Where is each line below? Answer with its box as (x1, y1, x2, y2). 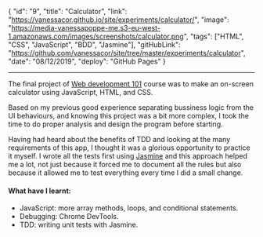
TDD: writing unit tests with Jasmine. (19, 220, 139, 230)
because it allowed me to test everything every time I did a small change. (8, 168, 243, 177)
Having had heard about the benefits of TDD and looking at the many (8, 135, 231, 144)
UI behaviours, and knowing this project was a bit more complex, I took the (8, 111, 249, 120)
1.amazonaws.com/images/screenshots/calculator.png (8, 31, 184, 41)
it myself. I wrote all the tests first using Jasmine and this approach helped (8, 151, 248, 160)
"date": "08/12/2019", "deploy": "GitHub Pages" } (8, 57, 167, 66)
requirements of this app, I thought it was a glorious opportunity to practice (8, 143, 250, 152)
